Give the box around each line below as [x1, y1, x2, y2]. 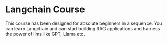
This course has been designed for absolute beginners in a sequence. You [5, 20, 162, 26]
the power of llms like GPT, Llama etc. [5, 31, 86, 37]
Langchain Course [5, 4, 86, 15]
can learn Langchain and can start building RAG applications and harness [5, 25, 160, 31]
